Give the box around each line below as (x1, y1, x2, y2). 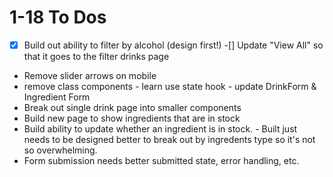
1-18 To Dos (9, 6, 107, 29)
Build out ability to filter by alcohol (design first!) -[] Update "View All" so (23, 39, 324, 51)
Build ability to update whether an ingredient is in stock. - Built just (23, 123, 298, 135)
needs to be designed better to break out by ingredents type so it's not (23, 134, 316, 145)
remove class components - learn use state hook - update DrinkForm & (23, 81, 317, 92)
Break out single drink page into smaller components (23, 102, 242, 113)
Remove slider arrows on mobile (23, 70, 157, 81)
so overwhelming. (23, 144, 98, 156)
